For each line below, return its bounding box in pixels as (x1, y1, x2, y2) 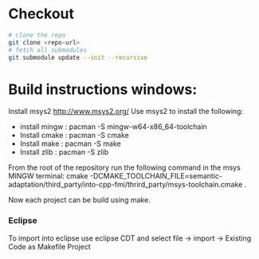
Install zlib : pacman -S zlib (19, 147, 109, 157)
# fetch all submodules (8, 45, 88, 54)
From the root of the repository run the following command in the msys (8, 163, 241, 172)
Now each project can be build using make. (8, 195, 151, 205)
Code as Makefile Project (8, 241, 92, 251)
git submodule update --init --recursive (8, 53, 148, 61)
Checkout (8, 5, 74, 23)
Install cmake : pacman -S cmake (19, 131, 129, 140)
